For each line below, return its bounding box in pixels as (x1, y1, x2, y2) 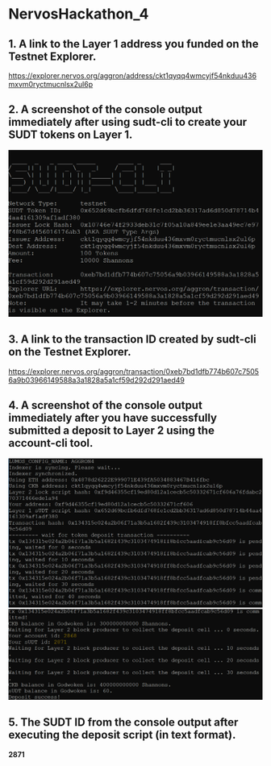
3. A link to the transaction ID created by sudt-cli (8, 332, 256, 347)
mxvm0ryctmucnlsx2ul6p (8, 80, 94, 89)
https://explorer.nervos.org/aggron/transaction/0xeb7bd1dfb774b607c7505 (8, 366, 260, 376)
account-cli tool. (8, 436, 94, 450)
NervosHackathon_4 (8, 5, 149, 23)
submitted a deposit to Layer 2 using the (8, 424, 215, 438)
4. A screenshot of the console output (8, 398, 203, 412)
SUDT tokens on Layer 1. (8, 128, 133, 142)
